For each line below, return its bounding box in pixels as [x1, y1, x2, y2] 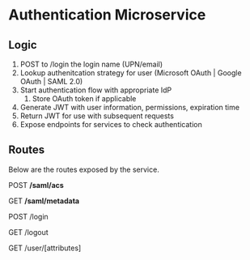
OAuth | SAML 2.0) [19, 77, 83, 86]
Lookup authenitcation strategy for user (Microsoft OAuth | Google [19, 68, 242, 78]
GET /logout [8, 227, 49, 237]
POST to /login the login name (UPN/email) [19, 59, 163, 69]
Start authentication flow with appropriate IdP [19, 85, 172, 95]
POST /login [8, 211, 49, 221]
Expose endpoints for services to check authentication [19, 120, 202, 129]
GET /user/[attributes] [8, 243, 82, 253]
